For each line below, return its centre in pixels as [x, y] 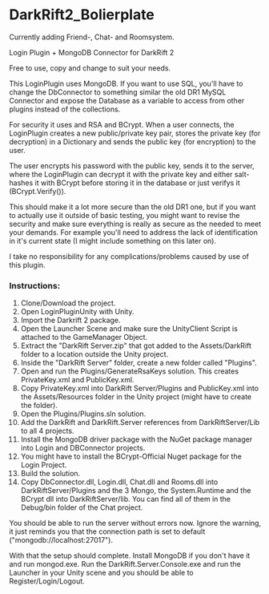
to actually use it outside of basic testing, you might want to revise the [124, 215]
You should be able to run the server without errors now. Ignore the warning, [135, 523]
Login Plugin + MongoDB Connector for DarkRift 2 [92, 52]
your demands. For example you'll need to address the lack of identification [134, 232]
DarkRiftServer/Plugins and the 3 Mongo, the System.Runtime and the [136, 491]
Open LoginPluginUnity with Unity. [77, 312]
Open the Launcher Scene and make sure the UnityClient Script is [129, 329]
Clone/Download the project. [68, 303]
